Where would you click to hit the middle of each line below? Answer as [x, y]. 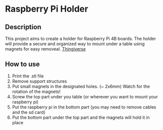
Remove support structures [39, 81]
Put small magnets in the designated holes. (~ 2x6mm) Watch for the [81, 86]
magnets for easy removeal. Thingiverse [45, 49]
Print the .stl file [28, 76]
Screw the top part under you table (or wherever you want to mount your [85, 96]
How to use [22, 64]
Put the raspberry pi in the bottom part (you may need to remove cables [84, 107]
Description [23, 27]
